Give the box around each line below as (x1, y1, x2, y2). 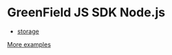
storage (17, 27, 39, 35)
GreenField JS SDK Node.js (7, 5, 166, 20)
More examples (7, 40, 52, 48)
